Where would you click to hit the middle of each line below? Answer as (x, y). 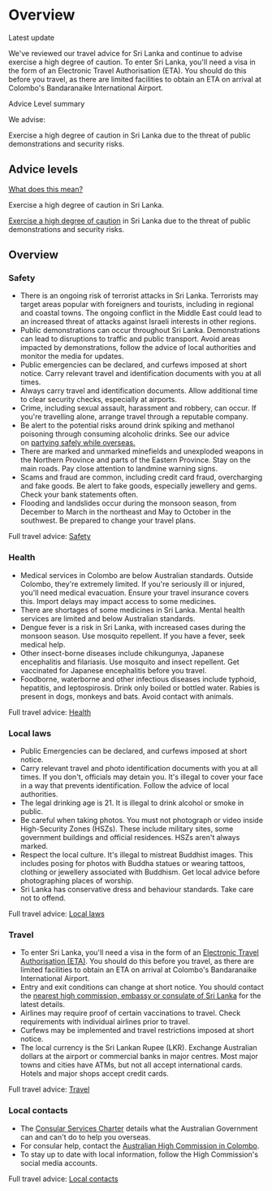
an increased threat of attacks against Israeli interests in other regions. (138, 322)
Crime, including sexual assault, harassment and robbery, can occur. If (138, 408)
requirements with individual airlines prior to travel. (105, 1022)
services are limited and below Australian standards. (108, 618)
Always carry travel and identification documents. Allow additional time (139, 391)
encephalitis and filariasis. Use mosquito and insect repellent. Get (130, 662)
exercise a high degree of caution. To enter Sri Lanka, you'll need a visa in (132, 62)
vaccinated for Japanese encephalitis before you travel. (113, 670)
